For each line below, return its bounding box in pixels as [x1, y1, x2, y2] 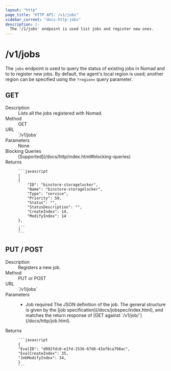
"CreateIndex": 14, [27, 209, 69, 214]
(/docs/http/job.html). [25, 317, 71, 323]
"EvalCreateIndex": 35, [18, 351, 69, 356]
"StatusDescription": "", [27, 204, 83, 210]
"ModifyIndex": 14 [27, 213, 66, 219]
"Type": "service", [27, 191, 69, 196]
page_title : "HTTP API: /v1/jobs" [5, 12, 79, 17]
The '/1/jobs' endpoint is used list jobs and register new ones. [10, 27, 154, 32]
